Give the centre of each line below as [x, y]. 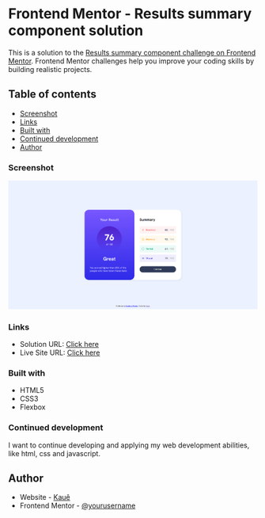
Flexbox [32, 407]
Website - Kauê [45, 497]
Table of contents [52, 95]
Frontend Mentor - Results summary [130, 14]
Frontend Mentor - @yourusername [78, 506]
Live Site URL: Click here [60, 352]
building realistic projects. [50, 69]
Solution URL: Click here [59, 344]
